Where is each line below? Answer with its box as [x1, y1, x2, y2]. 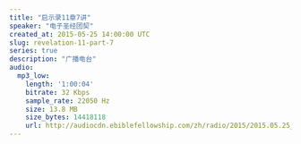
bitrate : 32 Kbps [25, 88, 90, 97]
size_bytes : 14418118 [25, 113, 106, 122]
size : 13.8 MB [25, 105, 78, 114]
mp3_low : [17, 72, 50, 80]
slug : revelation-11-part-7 [9, 38, 115, 47]
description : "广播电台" [9, 55, 97, 64]
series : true [9, 47, 58, 55]
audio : [9, 64, 34, 72]
